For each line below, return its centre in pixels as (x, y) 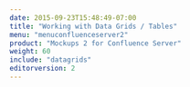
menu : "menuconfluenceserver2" (69, 34)
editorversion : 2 (42, 69)
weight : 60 (30, 52)
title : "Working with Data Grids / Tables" (94, 26)
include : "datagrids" (51, 60)
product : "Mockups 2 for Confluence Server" (95, 43)
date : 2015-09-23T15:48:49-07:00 (73, 18)
